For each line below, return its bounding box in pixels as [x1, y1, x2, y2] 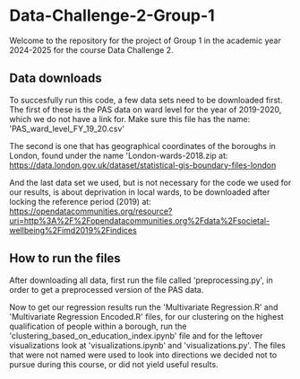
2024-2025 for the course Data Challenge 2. [9, 44, 174, 55]
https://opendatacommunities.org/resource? [9, 206, 173, 216]
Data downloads [9, 71, 103, 86]
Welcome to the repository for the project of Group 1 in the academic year [9, 35, 282, 46]
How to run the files [9, 251, 121, 266]
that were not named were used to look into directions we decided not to [9, 349, 278, 360]
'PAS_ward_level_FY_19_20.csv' [9, 123, 125, 134]
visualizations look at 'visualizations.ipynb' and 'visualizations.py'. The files [9, 339, 287, 350]
